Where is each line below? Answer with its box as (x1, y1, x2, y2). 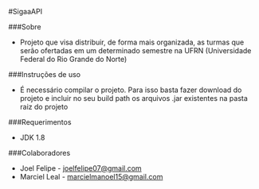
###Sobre (8, 22, 41, 31)
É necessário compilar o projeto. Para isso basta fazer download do (19, 85, 242, 94)
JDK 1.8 (19, 133, 45, 142)
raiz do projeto (19, 102, 69, 111)
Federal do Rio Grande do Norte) (19, 55, 128, 64)
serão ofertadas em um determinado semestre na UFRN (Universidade (19, 46, 252, 55)
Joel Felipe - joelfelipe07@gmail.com (19, 164, 142, 173)
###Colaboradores (8, 148, 71, 157)
